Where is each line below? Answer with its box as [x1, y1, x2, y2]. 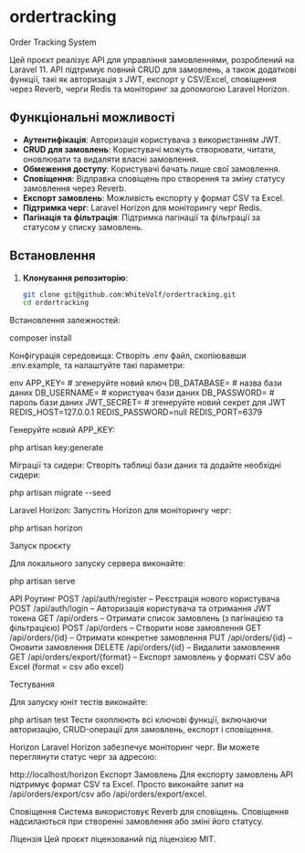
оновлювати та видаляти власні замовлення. [22, 153, 199, 164]
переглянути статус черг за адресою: [9, 752, 157, 763]
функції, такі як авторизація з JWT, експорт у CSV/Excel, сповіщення [9, 73, 277, 84]
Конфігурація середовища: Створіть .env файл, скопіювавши [9, 350, 247, 362]
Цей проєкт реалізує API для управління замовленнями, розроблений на [9, 54, 295, 65]
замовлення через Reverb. [22, 183, 127, 194]
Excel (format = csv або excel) [9, 661, 125, 672]
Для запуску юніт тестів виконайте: [9, 697, 148, 708]
